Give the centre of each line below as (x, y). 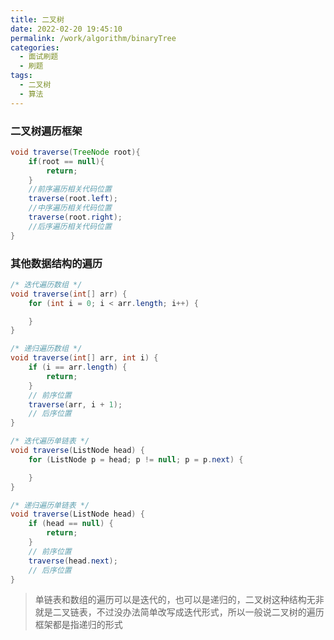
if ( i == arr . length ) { (78, 367)
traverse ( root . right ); (75, 217)
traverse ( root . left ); (73, 199)
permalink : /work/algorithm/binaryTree (93, 38)
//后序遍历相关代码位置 (70, 226)
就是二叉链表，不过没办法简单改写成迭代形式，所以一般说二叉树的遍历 (179, 612)
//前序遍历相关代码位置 (70, 189)
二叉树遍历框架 (46, 131)
